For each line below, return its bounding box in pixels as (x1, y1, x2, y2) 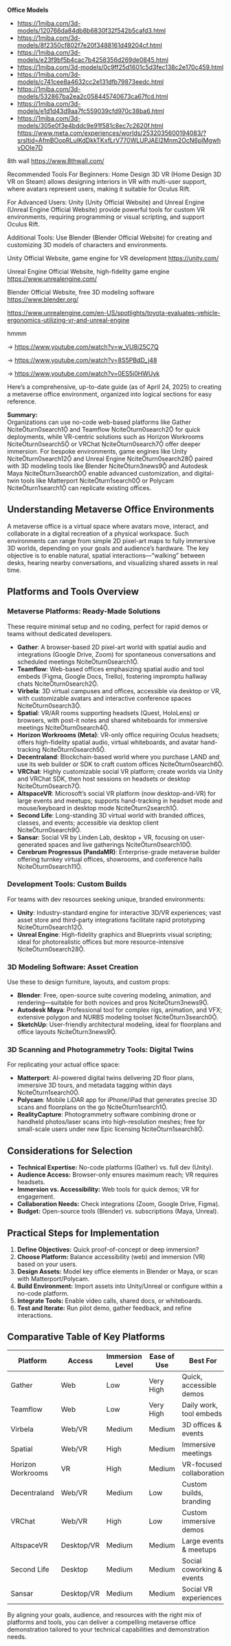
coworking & (181, 1564, 223, 1574)
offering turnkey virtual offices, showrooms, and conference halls (16, 855, 203, 863)
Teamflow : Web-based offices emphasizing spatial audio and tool (16, 664, 204, 673)
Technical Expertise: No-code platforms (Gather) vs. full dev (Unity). (16, 1163, 214, 1172)
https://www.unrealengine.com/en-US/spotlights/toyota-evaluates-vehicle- (7, 309, 221, 317)
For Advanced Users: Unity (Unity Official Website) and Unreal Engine (7, 198, 205, 206)
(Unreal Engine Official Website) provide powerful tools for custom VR (7, 206, 205, 213)
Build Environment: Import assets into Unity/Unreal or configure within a (16, 1282, 223, 1290)
